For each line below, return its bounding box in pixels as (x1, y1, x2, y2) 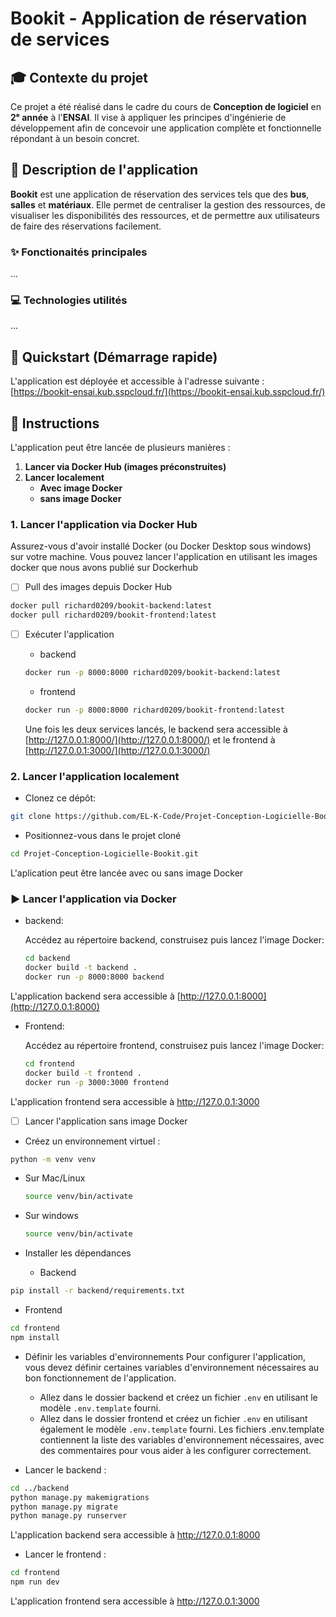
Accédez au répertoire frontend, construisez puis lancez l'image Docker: (24, 1039, 325, 1051)
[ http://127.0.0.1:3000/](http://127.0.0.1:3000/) (24, 744, 211, 756)
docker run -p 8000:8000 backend (24, 972, 165, 982)
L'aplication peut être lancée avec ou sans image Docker (10, 867, 244, 879)
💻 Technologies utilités (10, 293, 128, 307)
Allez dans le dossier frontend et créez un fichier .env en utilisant (39, 1412, 308, 1424)
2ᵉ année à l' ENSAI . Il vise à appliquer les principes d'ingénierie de (10, 112, 287, 123)
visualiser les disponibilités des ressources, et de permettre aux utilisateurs (10, 209, 320, 221)
